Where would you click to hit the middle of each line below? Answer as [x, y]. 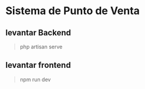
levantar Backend [38, 33]
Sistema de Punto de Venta [73, 11]
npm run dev [35, 79]
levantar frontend [38, 65]
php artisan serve [41, 47]
